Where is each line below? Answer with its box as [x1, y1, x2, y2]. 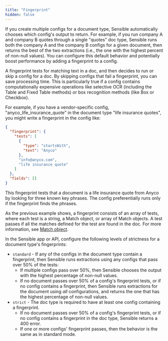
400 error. [20, 320, 41, 326]
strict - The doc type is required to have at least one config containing [12, 299, 160, 305]
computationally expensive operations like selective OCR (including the [5, 83, 152, 90]
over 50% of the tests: [12, 262, 59, 268]
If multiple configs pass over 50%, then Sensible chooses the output [20, 267, 162, 273]
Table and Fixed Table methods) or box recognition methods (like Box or [5, 89, 154, 95]
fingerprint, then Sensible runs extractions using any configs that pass [12, 256, 158, 262]
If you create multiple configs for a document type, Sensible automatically [5, 26, 158, 32]
